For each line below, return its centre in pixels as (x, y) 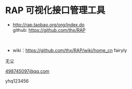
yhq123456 (17, 81)
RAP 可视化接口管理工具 (55, 10)
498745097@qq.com (27, 71)
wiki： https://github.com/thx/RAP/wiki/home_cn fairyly (70, 50)
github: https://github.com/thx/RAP (49, 30)
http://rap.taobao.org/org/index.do (49, 25)
